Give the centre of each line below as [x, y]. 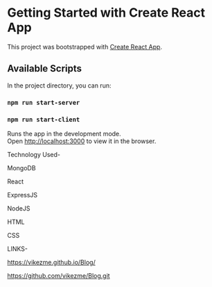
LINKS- [17, 249]
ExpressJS [23, 195]
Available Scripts [44, 68]
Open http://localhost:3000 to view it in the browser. [82, 141]
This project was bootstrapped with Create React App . [85, 47]
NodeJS [19, 208]
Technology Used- [34, 154]
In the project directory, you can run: [59, 85]
